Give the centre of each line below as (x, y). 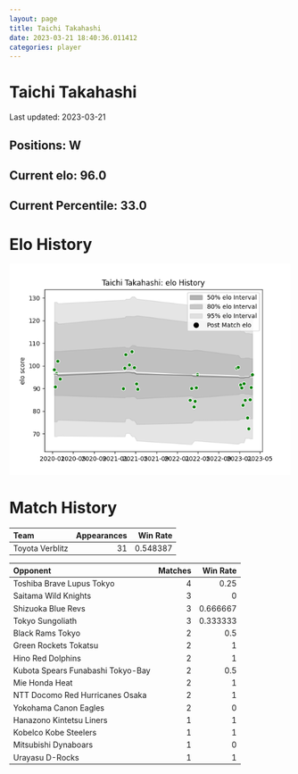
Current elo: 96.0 (58, 175)
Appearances (101, 535)
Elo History (51, 244)
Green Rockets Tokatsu (56, 645)
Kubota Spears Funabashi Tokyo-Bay (82, 670)
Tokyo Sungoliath (45, 620)
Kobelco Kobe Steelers (55, 733)
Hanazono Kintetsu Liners (60, 720)
